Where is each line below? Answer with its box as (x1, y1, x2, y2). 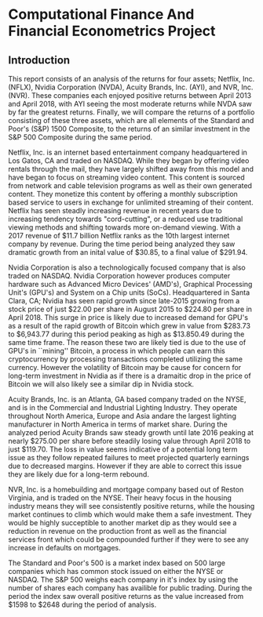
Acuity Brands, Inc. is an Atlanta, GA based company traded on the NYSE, (8, 394, 247, 404)
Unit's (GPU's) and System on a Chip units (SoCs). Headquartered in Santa (8, 288, 250, 297)
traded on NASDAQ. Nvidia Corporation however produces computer (8, 271, 231, 280)
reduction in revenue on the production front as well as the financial (8, 527, 227, 535)
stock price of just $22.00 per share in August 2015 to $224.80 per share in (8, 304, 253, 314)
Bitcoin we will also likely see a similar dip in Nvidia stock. (8, 379, 195, 389)
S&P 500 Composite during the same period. (8, 132, 153, 142)
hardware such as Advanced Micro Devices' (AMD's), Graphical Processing (8, 280, 253, 289)
